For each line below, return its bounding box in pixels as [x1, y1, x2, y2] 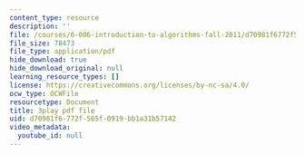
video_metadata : [9, 123, 71, 132]
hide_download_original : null [9, 64, 124, 73]
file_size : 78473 [9, 38, 75, 48]
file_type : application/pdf [9, 47, 116, 56]
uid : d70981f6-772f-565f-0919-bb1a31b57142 [9, 114, 177, 123]
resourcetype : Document [9, 97, 100, 107]
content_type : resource [9, 13, 100, 23]
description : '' [9, 22, 71, 31]
